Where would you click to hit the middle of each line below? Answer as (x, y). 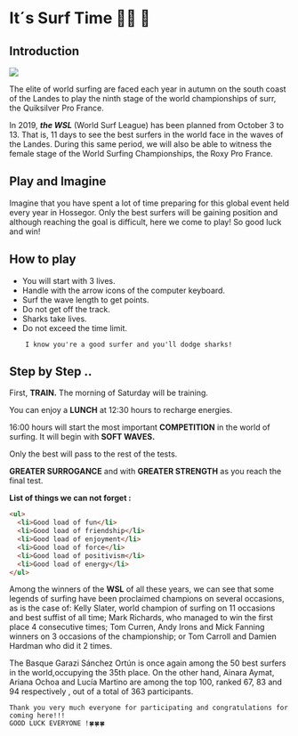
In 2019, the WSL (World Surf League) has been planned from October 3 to (147, 125)
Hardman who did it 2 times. (61, 646)
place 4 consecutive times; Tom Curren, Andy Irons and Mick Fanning (137, 627)
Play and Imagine (58, 182)
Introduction (44, 51)
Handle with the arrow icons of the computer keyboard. (123, 290)
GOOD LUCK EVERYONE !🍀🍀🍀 (57, 724)
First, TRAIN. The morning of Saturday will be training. (109, 393)
